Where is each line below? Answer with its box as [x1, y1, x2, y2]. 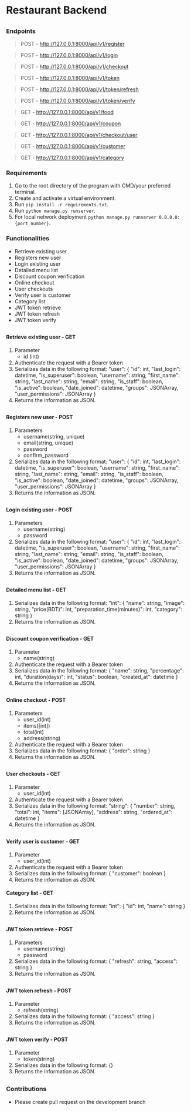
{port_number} [14, 221, 49, 227]
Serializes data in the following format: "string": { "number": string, [14, 802, 176, 809]
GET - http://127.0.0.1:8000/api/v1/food [20, 108, 114, 115]
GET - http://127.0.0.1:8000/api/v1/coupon [20, 120, 121, 127]
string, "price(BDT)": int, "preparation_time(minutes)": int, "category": [14, 605, 183, 613]
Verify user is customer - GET [6, 838, 80, 845]
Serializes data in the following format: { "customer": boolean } [14, 869, 166, 876]
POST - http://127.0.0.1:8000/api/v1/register [20, 40, 125, 47]
